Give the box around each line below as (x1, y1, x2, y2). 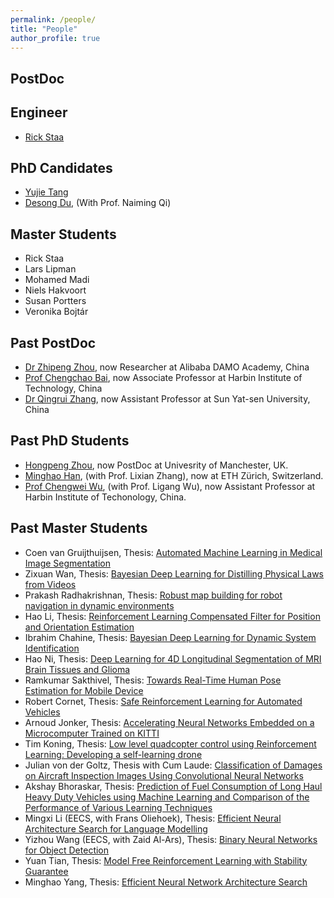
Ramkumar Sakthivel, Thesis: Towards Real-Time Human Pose (24, 674, 282, 686)
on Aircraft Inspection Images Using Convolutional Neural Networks (24, 769, 304, 781)
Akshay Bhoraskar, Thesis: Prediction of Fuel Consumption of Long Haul (24, 780, 323, 792)
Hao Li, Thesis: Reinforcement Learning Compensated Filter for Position (24, 610, 321, 622)
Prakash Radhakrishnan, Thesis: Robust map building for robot (24, 589, 283, 601)
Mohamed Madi (24, 274, 90, 286)
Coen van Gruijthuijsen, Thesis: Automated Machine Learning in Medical (24, 546, 323, 558)
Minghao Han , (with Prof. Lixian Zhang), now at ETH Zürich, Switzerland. (24, 469, 324, 481)
